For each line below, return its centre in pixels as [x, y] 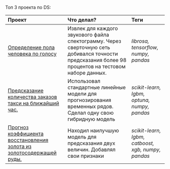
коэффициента [26, 134]
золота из [20, 146]
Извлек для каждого [93, 28]
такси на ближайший [33, 103]
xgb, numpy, [146, 149]
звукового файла [88, 35]
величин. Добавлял [92, 149]
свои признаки [86, 156]
